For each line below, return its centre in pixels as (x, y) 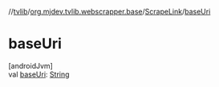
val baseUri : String (39, 74)
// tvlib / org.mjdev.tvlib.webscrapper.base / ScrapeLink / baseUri (109, 12)
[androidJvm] (31, 65)
